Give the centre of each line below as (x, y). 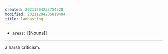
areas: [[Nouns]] (30, 33)
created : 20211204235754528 (34, 10)
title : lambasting (24, 19)
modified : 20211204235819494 (35, 14)
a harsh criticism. (23, 47)
